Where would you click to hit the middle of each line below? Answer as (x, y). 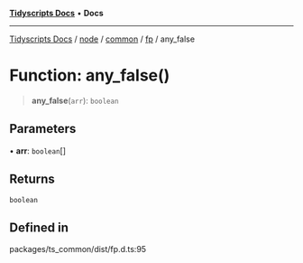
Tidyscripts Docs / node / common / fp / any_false (102, 39)
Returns (32, 179)
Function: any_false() (90, 75)
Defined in (39, 227)
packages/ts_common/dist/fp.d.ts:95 (78, 249)
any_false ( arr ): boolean (75, 100)
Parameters (43, 129)
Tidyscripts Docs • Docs (56, 13)
